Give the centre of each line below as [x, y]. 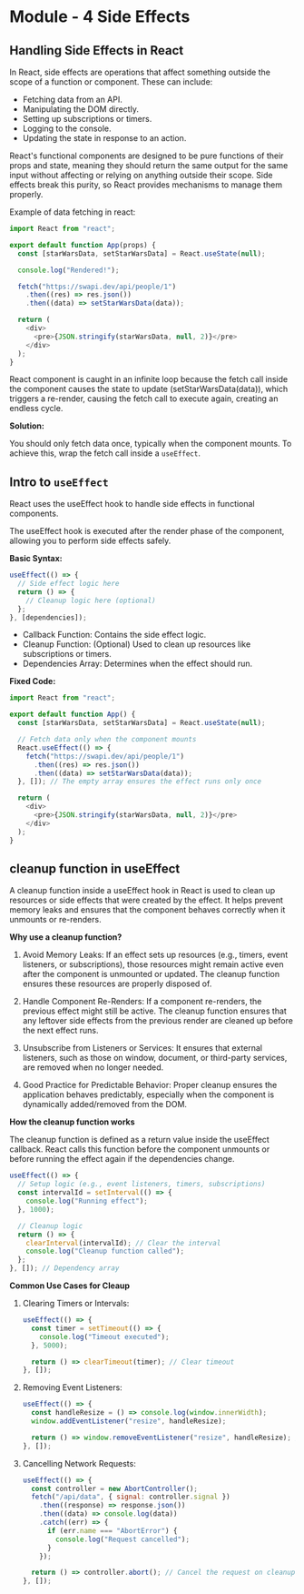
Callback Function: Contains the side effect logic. [114, 635]
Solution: [27, 426]
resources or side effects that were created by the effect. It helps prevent [147, 900]
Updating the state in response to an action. [104, 138]
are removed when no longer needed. [93, 1067]
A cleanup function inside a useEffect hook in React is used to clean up [142, 891]
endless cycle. [36, 409]
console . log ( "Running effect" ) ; [87, 1201]
